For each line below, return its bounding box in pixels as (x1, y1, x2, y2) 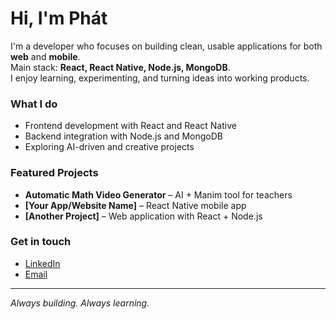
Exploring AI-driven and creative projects (24, 141, 195, 153)
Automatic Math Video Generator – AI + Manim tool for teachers (24, 188, 293, 201)
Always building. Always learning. (10, 297, 150, 309)
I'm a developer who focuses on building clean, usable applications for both (10, 40, 323, 52)
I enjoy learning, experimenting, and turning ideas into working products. (10, 72, 310, 84)
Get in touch (10, 235, 72, 249)
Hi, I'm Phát (10, 7, 108, 30)
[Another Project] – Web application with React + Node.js (24, 210, 263, 222)
